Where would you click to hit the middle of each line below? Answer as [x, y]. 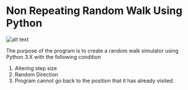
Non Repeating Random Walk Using [94, 11]
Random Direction [36, 74]
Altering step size [36, 68]
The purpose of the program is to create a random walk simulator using [93, 50]
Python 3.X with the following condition [53, 57]
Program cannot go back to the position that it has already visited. [94, 81]
